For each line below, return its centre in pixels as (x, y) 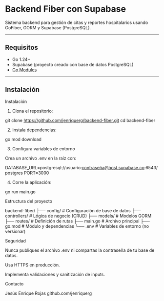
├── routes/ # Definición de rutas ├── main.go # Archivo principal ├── (77, 221)
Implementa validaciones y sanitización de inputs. (55, 274)
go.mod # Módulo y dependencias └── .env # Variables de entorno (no (77, 226)
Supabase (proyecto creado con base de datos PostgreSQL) (73, 64)
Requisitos (21, 48)
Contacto (14, 283)
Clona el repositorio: (32, 111)
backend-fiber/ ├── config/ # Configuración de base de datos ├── (73, 210)
